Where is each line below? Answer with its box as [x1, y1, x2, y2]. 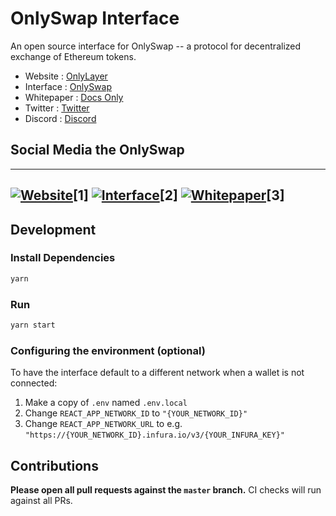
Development [10, 221, 97, 238]
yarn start [10, 320, 56, 330]
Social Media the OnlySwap [10, 142, 185, 159]
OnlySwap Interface [10, 7, 180, 30]
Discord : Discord [24, 112, 97, 124]
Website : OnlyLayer [24, 70, 108, 82]
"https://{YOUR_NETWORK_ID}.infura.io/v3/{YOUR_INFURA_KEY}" [24, 430, 286, 441]
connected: [10, 377, 58, 389]
